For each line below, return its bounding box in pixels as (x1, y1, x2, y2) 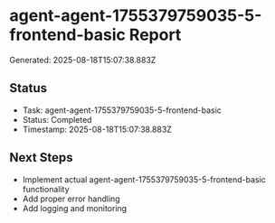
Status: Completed (22, 114, 92, 125)
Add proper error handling (22, 193, 120, 204)
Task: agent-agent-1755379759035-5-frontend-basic (22, 105, 222, 116)
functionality (22, 183, 70, 194)
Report (128, 24, 182, 45)
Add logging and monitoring (22, 202, 128, 213)
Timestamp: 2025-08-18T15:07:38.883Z (22, 124, 172, 135)
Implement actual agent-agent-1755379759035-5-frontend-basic (22, 173, 267, 185)
